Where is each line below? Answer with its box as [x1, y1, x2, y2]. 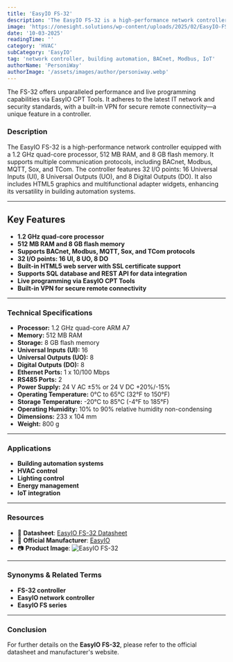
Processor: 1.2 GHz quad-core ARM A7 [17, 323, 130, 332]
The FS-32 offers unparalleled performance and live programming [7, 88, 196, 96]
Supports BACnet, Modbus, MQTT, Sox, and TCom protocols [17, 247, 196, 255]
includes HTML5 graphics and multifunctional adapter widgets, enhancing [7, 179, 218, 188]
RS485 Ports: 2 [17, 375, 62, 383]
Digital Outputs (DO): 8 [17, 360, 85, 369]
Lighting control [17, 474, 64, 483]
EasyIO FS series [17, 601, 67, 609]
